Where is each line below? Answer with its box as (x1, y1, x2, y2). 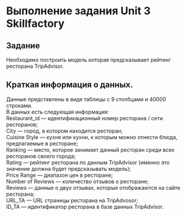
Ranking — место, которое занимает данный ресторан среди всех (6, 146, 175, 153)
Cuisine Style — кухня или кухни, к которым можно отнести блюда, (6, 133, 178, 140)
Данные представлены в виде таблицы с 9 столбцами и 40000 (6, 95, 166, 102)
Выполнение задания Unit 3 (6, 4, 151, 18)
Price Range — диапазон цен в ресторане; (6, 171, 113, 179)
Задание (6, 40, 40, 51)
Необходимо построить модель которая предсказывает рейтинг (6, 57, 171, 63)
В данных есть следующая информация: (6, 108, 109, 115)
